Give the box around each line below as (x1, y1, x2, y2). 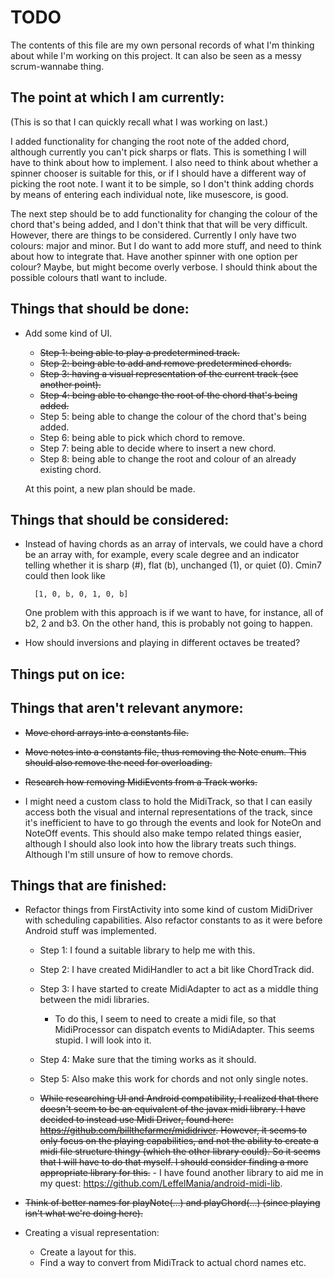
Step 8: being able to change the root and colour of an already (39, 452, 297, 465)
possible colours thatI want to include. (10, 271, 168, 283)
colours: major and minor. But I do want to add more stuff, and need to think (10, 239, 322, 251)
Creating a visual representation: (24, 1227, 160, 1239)
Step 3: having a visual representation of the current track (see (39, 367, 299, 380)
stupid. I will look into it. (54, 1034, 152, 1046)
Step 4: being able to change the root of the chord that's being (39, 389, 298, 401)
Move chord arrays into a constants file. (24, 726, 189, 738)
